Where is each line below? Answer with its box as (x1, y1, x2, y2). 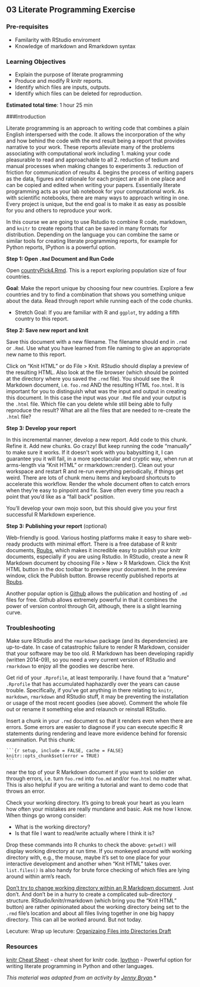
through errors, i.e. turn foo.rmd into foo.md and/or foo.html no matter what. (6, 775, 192, 782)
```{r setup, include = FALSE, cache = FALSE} (6, 748, 124, 754)
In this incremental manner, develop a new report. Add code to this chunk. (6, 436, 187, 443)
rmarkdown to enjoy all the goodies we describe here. (6, 662, 135, 670)
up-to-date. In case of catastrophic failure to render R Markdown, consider (6, 643, 190, 651)
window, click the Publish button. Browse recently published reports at (6, 572, 179, 579)
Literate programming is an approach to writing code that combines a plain (6, 124, 189, 132)
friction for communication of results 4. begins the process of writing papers (6, 169, 194, 176)
